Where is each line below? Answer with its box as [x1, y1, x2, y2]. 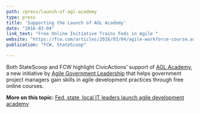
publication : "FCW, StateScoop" [6, 42, 86, 48]
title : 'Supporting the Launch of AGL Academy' [6, 20, 127, 26]
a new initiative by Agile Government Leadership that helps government [6, 70, 182, 77]
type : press [6, 14, 36, 20]
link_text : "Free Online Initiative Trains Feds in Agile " [6, 31, 159, 37]
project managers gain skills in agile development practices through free [6, 76, 184, 83]
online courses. [6, 82, 44, 89]
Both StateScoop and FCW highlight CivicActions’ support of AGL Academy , [6, 63, 192, 70]
